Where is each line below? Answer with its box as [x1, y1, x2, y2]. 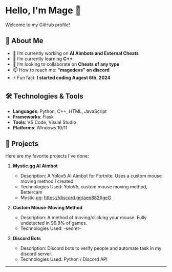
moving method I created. [20, 178, 75, 184]
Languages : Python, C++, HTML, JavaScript [12, 108, 107, 114]
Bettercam [20, 189, 42, 196]
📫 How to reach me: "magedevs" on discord [12, 67, 110, 73]
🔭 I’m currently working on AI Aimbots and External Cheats [12, 50, 139, 56]
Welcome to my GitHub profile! [5, 22, 70, 28]
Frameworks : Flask [12, 113, 54, 120]
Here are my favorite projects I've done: [5, 153, 89, 159]
